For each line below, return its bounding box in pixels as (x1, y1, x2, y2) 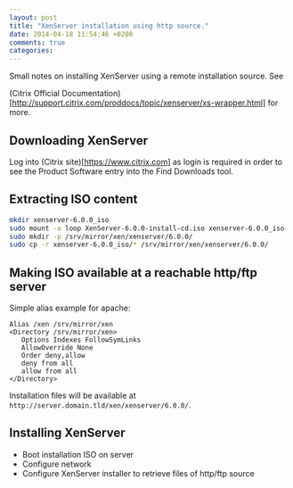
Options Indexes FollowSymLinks (20, 335, 142, 344)
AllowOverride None (20, 343, 94, 352)
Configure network (21, 459, 92, 469)
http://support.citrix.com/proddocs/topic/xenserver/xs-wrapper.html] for (12, 97, 279, 108)
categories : (9, 46, 53, 55)
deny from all (20, 359, 74, 368)
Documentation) (61, 88, 121, 99)
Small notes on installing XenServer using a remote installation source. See (9, 70, 284, 81)
